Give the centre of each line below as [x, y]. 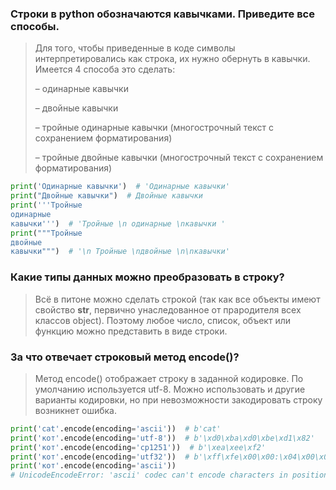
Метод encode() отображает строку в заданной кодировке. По [169, 378]
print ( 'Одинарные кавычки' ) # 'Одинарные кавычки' [120, 187]
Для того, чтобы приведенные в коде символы [135, 48]
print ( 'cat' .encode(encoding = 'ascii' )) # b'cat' [116, 428]
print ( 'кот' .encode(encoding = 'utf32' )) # [100, 457]
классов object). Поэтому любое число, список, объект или [163, 320]
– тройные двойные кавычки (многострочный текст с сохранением [179, 158]
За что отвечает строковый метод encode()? [125, 357]
